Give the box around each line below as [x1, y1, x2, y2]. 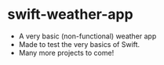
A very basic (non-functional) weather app [18, 31, 157, 41]
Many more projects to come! [18, 48, 115, 57]
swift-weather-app [7, 5, 134, 23]
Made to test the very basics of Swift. [18, 39, 140, 49]
